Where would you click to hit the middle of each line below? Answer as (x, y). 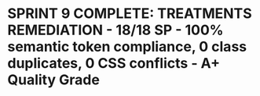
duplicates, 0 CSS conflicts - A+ (114, 64)
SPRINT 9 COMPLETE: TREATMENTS (130, 14)
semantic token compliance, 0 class (127, 47)
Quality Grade (53, 80)
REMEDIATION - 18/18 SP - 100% (116, 30)
